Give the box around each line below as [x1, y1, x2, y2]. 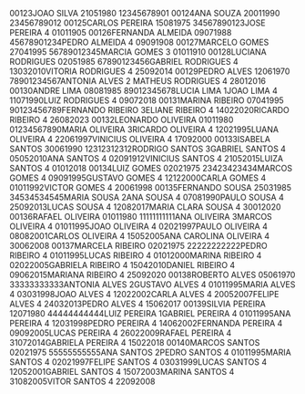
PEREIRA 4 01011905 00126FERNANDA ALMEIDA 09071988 [9, 27, 232, 37]
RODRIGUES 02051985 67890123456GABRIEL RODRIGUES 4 [9, 57, 239, 67]
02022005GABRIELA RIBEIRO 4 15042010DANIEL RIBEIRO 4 [9, 260, 236, 270]
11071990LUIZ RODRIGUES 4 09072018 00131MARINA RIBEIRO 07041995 [9, 95, 284, 106]
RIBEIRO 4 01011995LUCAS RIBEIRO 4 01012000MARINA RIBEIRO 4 [9, 250, 262, 261]
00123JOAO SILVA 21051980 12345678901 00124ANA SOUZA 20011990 [9, 8, 280, 18]
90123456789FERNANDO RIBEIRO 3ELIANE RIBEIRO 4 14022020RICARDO [9, 105, 290, 115]
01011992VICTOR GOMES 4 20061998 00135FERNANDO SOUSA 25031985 [9, 182, 292, 192]
